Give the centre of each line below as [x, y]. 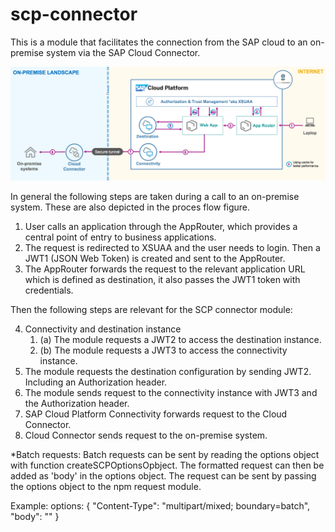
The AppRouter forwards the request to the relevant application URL [165, 269]
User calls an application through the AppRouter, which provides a [161, 226]
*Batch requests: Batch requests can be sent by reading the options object [165, 454]
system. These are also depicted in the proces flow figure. [130, 207]
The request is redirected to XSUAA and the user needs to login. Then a [172, 247]
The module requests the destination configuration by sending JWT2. [168, 371]
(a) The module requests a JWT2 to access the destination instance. [180, 339]
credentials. [49, 290]
